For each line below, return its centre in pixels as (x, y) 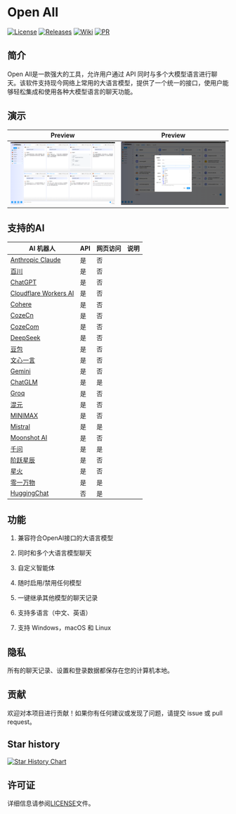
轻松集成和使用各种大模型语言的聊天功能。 (75, 92)
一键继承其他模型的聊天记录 (58, 598)
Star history (34, 745)
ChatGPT (24, 282)
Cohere (21, 304)
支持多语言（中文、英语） (54, 613)
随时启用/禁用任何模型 (50, 583)
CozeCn (22, 315)
